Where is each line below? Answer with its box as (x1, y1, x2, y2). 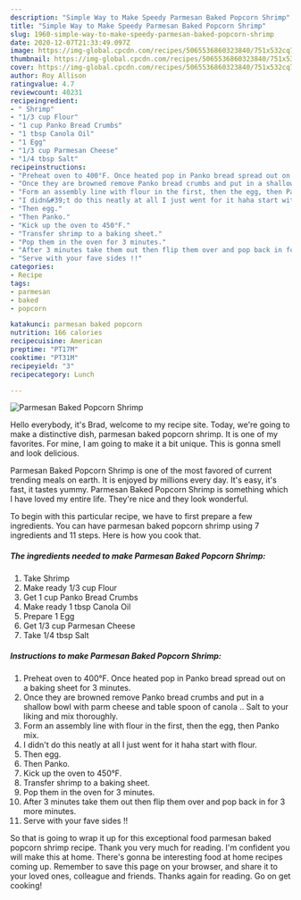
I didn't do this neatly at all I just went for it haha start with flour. (22, 739, 257, 751)
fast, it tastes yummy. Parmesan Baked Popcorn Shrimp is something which (10, 484, 288, 495)
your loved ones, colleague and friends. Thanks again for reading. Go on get (10, 871, 291, 881)
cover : (10, 63, 35, 72)
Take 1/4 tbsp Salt (22, 630, 89, 641)
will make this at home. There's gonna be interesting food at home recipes (10, 852, 283, 862)
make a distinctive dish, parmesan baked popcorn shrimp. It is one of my (10, 429, 279, 440)
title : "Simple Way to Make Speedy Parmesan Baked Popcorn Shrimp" (10, 21, 267, 30)
